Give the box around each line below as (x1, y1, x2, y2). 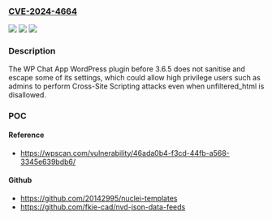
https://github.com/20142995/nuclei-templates (19, 193, 178, 203)
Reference (8, 130, 45, 140)
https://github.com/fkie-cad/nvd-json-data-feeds (19, 201, 186, 212)
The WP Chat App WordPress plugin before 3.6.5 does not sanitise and (8, 63, 246, 74)
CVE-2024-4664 (8, 6, 78, 17)
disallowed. (8, 89, 47, 99)
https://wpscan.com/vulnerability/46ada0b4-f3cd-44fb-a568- (19, 148, 230, 157)
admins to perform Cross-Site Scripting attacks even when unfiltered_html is (8, 81, 265, 91)
